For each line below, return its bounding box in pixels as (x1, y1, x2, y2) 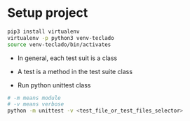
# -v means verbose (7, 101, 65, 108)
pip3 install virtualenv (7, 28, 80, 35)
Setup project (7, 5, 88, 21)
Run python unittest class (17, 80, 91, 89)
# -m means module (7, 94, 61, 101)
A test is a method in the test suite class (17, 67, 133, 76)
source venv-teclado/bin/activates (7, 41, 111, 48)
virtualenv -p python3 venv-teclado (7, 34, 114, 41)
